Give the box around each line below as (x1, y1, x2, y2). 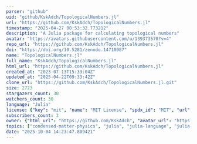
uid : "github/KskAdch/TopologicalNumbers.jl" (6, 14, 119, 20)
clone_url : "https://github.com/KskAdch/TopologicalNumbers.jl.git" (6, 80, 177, 86)
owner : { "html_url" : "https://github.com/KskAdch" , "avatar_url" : (6, 118, 172, 124)
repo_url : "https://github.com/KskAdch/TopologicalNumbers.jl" (6, 42, 164, 48)
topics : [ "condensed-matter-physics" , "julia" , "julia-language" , (6, 123, 172, 129)
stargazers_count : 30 (6, 91, 59, 96)
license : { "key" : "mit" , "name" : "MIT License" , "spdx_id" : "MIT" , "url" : (6, 107, 193, 113)
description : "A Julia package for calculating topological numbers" (6, 31, 180, 36)
